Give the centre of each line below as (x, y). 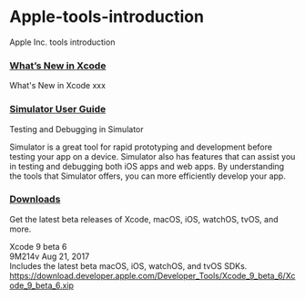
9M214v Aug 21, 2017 (50, 256)
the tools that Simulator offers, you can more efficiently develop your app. (148, 176)
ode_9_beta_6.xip (42, 285)
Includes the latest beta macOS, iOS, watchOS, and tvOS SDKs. (128, 265)
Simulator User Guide (58, 109)
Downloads (35, 200)
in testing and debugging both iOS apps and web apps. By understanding (147, 166)
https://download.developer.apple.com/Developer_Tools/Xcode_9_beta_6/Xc (152, 275)
